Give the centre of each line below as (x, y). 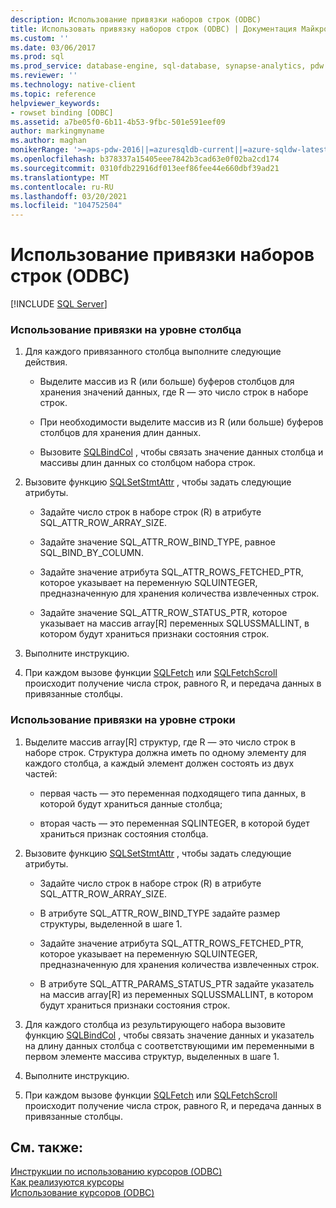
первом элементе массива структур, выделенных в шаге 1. (152, 1056)
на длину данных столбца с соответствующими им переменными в (169, 1045)
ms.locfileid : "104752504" (66, 206)
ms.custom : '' (40, 38)
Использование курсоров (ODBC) (82, 1193)
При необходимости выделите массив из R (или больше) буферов (181, 422)
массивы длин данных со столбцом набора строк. (147, 463)
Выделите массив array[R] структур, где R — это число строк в (160, 742)
